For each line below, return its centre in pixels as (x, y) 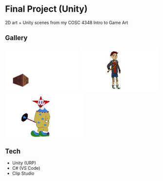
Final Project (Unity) (46, 9)
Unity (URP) (24, 163)
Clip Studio (23, 173)
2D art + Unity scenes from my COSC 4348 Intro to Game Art (67, 23)
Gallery (16, 38)
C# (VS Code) (26, 168)
